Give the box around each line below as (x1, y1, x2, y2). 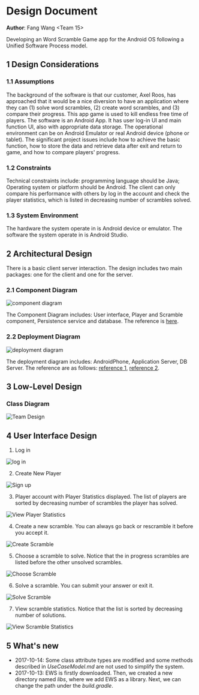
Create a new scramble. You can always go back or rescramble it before (14, 523, 194, 530)
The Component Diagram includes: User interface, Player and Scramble (6, 311, 183, 319)
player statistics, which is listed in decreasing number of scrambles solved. (6, 196, 192, 203)
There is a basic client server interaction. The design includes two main (6, 265, 183, 272)
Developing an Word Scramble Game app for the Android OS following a (6, 35, 184, 43)
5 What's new (6, 640, 59, 651)
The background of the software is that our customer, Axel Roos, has (6, 91, 176, 98)
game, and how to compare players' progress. (6, 148, 120, 155)
